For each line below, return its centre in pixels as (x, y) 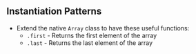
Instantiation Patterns (54, 11)
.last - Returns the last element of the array (90, 43)
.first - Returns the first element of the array (92, 35)
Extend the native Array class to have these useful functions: (103, 28)
